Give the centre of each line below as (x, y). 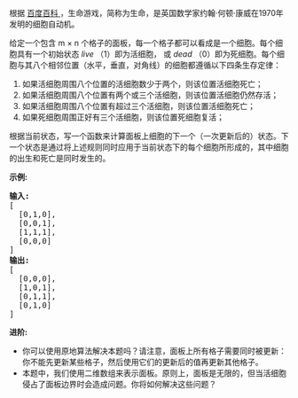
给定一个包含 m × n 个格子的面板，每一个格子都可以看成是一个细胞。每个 (142, 43)
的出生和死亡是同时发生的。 (60, 158)
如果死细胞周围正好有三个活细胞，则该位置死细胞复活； (123, 117)
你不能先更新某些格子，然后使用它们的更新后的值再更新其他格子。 (142, 362)
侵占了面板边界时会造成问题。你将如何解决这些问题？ (119, 384)
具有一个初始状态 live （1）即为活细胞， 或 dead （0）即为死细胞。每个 (147, 54)
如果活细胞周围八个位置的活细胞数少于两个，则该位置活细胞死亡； (142, 84)
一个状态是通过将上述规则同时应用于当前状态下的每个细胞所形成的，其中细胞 (149, 147)
